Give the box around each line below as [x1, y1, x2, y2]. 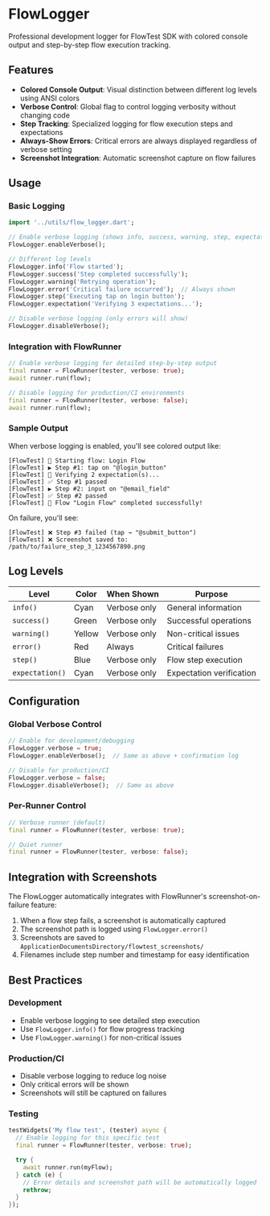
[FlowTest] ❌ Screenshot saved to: [8, 536, 129, 544]
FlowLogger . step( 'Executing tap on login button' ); [8, 293, 185, 301]
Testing [8, 1108, 39, 1119]
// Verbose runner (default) [8, 818, 106, 827]
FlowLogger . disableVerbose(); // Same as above [8, 781, 174, 789]
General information [166, 602, 243, 613]
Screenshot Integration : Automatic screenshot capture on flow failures [19, 153, 256, 162]
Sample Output [8, 423, 68, 434]
